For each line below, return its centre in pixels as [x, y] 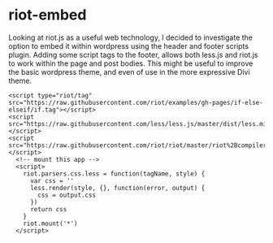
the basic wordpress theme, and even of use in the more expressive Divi [129, 72]
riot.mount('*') [51, 223]
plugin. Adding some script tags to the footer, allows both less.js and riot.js [133, 54]
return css [48, 209]
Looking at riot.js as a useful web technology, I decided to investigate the [131, 37]
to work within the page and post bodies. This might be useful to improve [131, 63]
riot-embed [48, 15]
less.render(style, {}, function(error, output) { [117, 188]
